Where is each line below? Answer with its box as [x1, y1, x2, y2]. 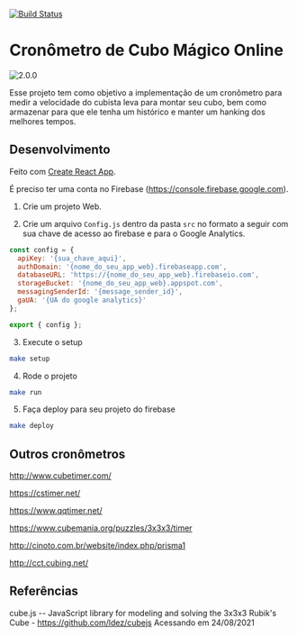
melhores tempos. [9, 115, 76, 126]
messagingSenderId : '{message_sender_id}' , [17, 287, 183, 296]
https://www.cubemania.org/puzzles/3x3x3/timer [9, 523, 193, 533]
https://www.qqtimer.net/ [9, 505, 103, 516]
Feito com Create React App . [9, 166, 116, 177]
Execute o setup [22, 336, 83, 347]
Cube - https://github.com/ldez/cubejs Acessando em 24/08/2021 [9, 617, 255, 628]
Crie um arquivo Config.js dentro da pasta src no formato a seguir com [22, 218, 289, 229]
